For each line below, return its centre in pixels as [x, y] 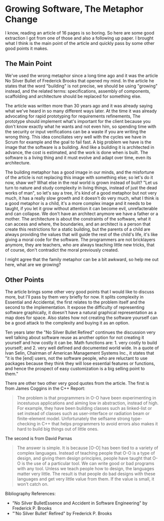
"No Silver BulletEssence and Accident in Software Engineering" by [80, 503]
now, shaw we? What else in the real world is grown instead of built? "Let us [81, 182]
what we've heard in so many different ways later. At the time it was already [81, 111]
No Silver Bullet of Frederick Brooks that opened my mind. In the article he [80, 80]
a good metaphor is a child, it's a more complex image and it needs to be [78, 203]
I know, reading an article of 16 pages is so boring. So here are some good [80, 33]
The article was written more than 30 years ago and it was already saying [79, 105]
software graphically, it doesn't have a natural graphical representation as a [81, 312]
